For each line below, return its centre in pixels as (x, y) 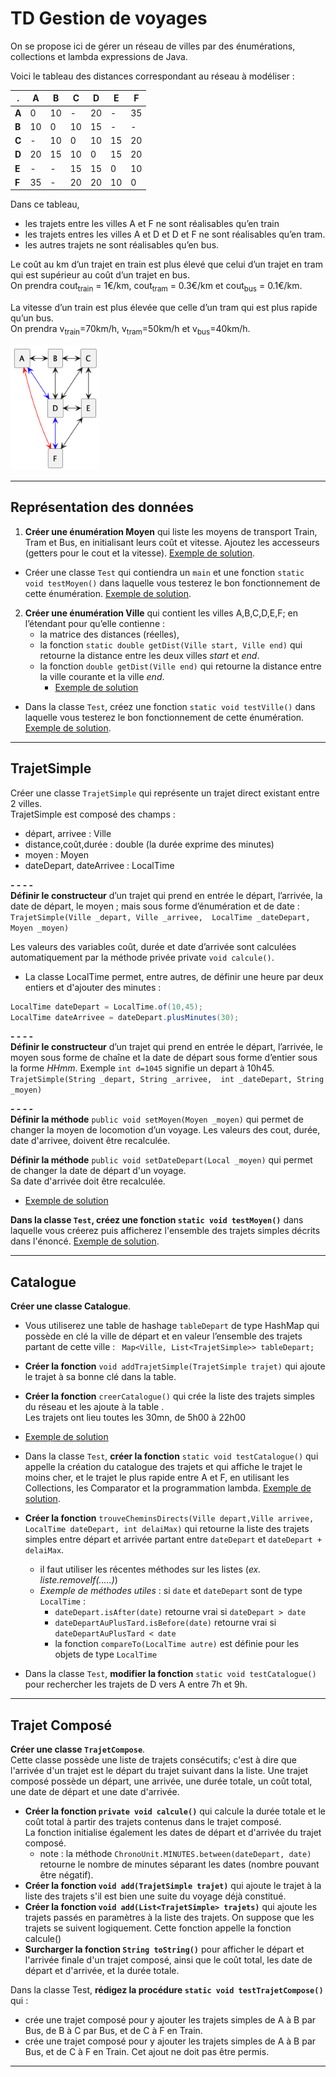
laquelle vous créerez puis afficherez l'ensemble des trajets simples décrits (165, 1231)
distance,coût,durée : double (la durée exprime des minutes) (149, 844)
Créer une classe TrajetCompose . (78, 1749)
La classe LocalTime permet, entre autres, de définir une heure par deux (174, 976)
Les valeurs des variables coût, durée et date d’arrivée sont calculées (153, 946)
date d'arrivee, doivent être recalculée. (90, 1141)
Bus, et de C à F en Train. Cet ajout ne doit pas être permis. (147, 2052)
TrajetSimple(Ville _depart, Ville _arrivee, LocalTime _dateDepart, (160, 917)
